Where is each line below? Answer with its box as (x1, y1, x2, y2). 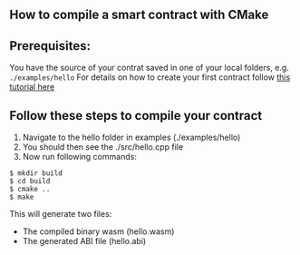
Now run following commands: (22, 152, 138, 162)
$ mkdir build (9, 169, 63, 178)
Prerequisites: (9, 38, 91, 54)
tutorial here (9, 82, 55, 93)
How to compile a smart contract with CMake (9, 7, 269, 23)
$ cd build (9, 177, 51, 186)
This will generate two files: (9, 209, 112, 220)
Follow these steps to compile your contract (9, 108, 263, 123)
